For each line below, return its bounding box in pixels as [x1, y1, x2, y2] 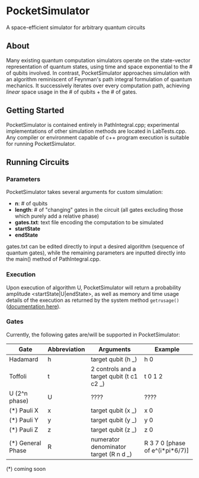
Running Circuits [6, 157, 69, 167]
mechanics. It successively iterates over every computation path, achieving [6, 82, 190, 89]
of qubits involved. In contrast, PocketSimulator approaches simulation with [6, 69, 191, 77]
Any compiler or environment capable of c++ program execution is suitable [6, 133, 190, 141]
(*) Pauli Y [9, 416, 38, 424]
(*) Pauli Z [9, 425, 38, 434]
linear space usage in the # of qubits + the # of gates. [6, 88, 137, 95]
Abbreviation [47, 345, 85, 353]
